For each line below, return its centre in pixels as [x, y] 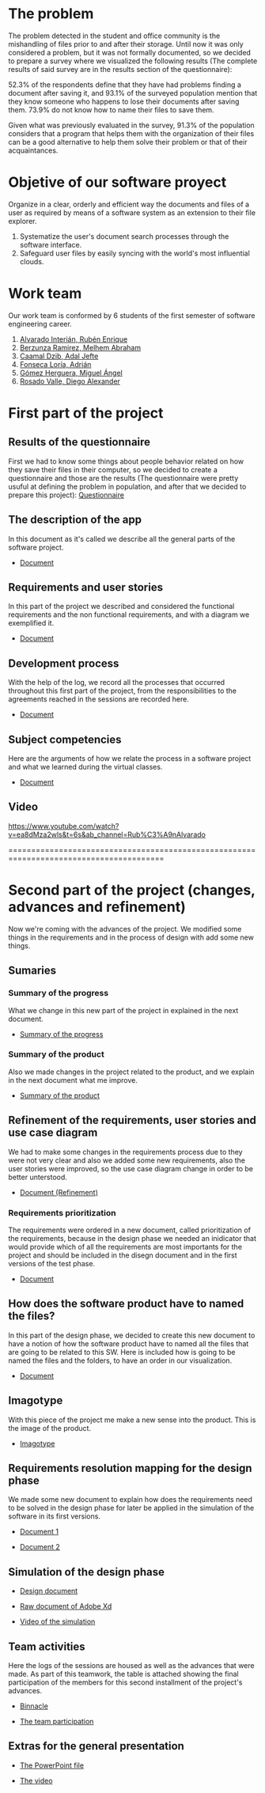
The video [36, 1780]
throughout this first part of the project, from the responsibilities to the [123, 691]
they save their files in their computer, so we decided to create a [113, 469]
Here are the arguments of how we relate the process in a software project [130, 758]
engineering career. [40, 323]
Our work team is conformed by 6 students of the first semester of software [132, 315]
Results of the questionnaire [79, 443]
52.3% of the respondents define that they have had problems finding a [125, 85]
